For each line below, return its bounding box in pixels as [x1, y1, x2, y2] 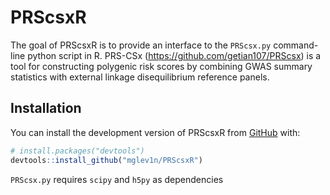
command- [273, 39, 319, 51]
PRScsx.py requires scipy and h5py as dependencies [10, 173, 224, 185]
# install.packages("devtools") [10, 146, 145, 156]
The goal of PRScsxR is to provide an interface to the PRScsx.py [10, 39, 272, 51]
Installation [10, 100, 82, 117]
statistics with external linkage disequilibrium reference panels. [10, 71, 270, 83]
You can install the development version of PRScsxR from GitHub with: [10, 126, 301, 138]
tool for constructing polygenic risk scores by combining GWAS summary [10, 60, 313, 72]
